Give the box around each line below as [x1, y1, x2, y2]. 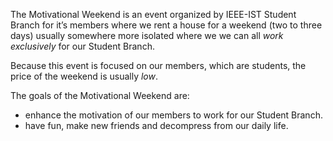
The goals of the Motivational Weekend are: [10, 90, 190, 101]
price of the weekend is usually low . [10, 70, 159, 82]
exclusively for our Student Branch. [10, 40, 155, 52]
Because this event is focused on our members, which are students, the [10, 60, 307, 71]
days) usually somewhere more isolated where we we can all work [10, 30, 284, 41]
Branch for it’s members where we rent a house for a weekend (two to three [10, 19, 323, 31]
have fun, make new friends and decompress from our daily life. [24, 120, 289, 131]
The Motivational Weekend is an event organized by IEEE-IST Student [10, 9, 297, 20]
